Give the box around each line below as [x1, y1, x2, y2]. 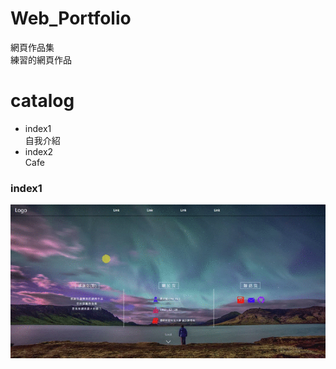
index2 [24, 145, 54, 157]
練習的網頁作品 [10, 53, 72, 66]
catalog [10, 90, 75, 112]
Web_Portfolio [10, 7, 132, 30]
